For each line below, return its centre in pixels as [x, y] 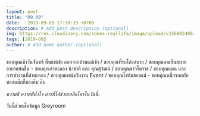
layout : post [22, 12]
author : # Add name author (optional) [54, 45]
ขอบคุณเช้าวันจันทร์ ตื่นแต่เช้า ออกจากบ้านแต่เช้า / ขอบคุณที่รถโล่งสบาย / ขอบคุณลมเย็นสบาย [96, 62]
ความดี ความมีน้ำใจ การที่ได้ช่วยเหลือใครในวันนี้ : [53, 93]
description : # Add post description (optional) [68, 28]
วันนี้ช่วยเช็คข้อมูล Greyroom [36, 105]
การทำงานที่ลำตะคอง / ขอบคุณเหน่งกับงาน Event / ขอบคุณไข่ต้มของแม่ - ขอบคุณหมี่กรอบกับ [97, 75]
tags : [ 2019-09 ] [26, 39]
